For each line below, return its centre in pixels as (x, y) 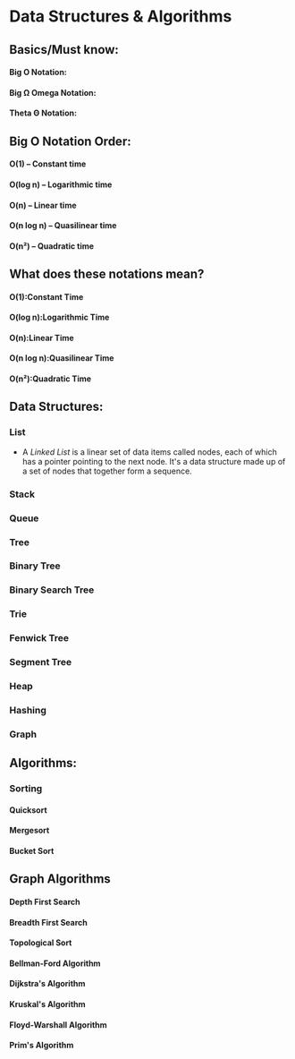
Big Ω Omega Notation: (53, 92)
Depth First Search (45, 901)
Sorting (26, 789)
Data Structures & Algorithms (121, 17)
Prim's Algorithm (42, 1046)
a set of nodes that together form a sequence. (107, 471)
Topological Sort (41, 943)
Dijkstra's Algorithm (47, 984)
